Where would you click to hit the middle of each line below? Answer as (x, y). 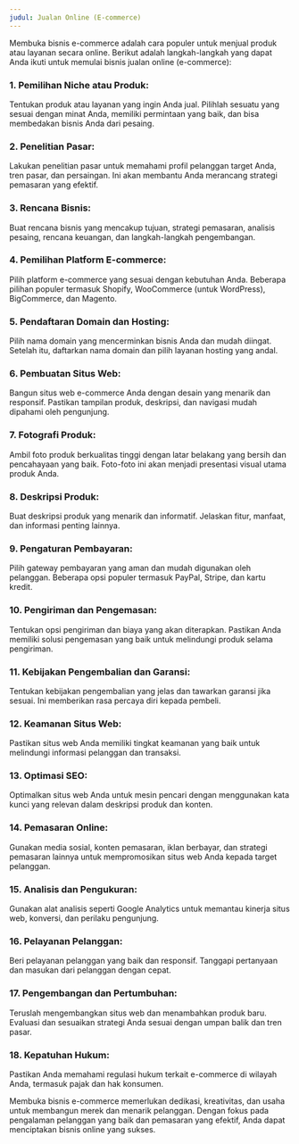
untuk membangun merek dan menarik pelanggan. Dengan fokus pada (139, 1110)
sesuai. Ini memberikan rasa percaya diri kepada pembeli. (115, 700)
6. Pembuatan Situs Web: (65, 374)
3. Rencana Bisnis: (50, 208)
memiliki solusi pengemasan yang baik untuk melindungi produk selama (141, 639)
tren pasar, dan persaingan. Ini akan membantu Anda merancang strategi (144, 176)
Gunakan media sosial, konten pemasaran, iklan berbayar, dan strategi (138, 847)
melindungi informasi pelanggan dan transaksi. (95, 753)
